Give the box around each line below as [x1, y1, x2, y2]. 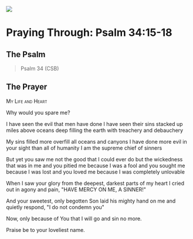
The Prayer [6, 82, 48, 92]
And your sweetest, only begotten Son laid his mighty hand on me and [6, 197, 176, 204]
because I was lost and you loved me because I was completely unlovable [6, 168, 185, 175]
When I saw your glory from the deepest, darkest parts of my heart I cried [6, 180, 185, 187]
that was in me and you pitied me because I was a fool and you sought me [6, 162, 185, 169]
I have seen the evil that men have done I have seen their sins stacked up [6, 120, 183, 127]
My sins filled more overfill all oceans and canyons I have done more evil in [6, 138, 188, 145]
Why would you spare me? [6, 109, 70, 116]
